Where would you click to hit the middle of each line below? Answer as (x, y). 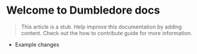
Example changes (37, 45)
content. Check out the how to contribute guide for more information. (106, 33)
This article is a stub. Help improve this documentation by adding (101, 27)
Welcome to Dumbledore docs (83, 10)
